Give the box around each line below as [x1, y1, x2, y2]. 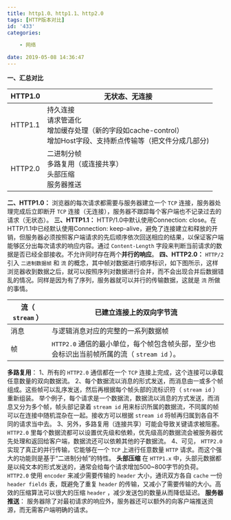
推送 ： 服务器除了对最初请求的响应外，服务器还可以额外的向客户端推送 [7, 497, 208, 505]
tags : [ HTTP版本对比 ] [7, 16, 65, 23]
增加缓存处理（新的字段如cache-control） [47, 126, 184, 135]
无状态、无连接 [104, 92, 153, 101]
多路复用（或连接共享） [47, 159, 123, 168]
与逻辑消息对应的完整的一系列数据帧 [51, 326, 169, 335]
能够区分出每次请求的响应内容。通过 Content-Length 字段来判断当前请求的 [7, 242, 217, 249]
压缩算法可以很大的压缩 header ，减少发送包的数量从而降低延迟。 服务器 [19, 488, 223, 497]
